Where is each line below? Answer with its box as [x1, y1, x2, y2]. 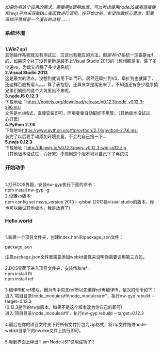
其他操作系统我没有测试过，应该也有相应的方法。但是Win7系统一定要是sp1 [5, 52, 154, 58]
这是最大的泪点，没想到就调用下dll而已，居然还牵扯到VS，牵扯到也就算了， [5, 75, 156, 81]
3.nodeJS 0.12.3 [5, 93, 39, 99]
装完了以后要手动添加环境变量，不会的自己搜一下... [5, 133, 107, 140]
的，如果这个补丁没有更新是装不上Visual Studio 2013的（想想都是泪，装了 [5, 58, 153, 64]
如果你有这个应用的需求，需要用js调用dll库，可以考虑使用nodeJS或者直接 [5, 4, 152, 10]
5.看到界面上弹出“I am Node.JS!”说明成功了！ [5, 339, 96, 345]
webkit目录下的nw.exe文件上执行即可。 [5, 328, 83, 333]
